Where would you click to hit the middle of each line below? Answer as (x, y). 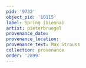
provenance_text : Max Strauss (43, 45)
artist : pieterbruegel (34, 28)
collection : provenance (35, 50)
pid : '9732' (21, 12)
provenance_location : (33, 39)
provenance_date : (27, 34)
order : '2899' (24, 56)
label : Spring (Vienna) (35, 22)
